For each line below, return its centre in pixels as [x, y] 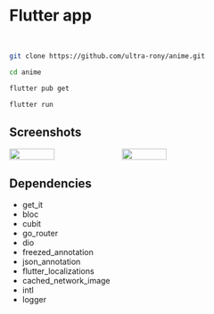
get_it [32, 205]
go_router [40, 234]
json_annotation [51, 262]
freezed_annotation [58, 252]
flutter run [31, 104]
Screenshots [45, 132]
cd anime [25, 72]
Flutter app [50, 16]
